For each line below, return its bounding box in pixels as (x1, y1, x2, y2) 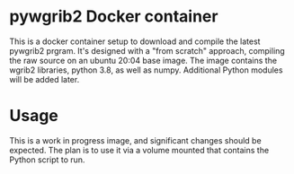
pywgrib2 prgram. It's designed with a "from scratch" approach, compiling (9, 45, 285, 56)
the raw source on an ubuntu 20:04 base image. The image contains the (9, 55, 277, 65)
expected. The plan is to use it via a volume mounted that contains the (9, 144, 270, 155)
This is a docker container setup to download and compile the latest (9, 36, 261, 47)
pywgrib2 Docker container (9, 6, 218, 27)
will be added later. (9, 74, 80, 84)
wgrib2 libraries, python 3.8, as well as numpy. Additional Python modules (9, 65, 283, 75)
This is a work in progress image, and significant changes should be (9, 135, 263, 145)
